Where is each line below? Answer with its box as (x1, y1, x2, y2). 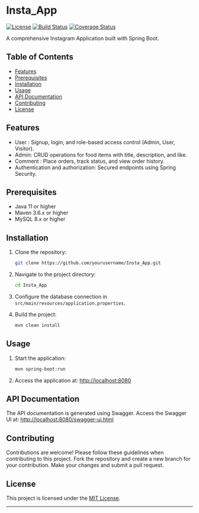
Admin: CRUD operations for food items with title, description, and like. (14, 151, 188, 158)
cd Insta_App (14, 283, 47, 289)
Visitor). (14, 145, 34, 152)
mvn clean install (14, 322, 60, 328)
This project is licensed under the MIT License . (6, 494, 121, 502)
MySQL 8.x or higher (14, 216, 66, 223)
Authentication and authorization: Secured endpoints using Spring (14, 164, 176, 171)
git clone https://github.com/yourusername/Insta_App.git (14, 260, 161, 266)
